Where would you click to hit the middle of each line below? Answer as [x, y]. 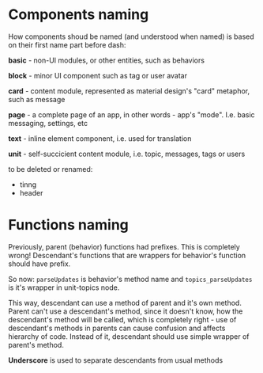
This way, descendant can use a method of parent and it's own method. [125, 303]
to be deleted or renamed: [51, 169]
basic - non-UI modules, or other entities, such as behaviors [107, 60]
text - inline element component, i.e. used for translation [100, 138]
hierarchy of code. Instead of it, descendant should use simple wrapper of [129, 336]
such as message [37, 99]
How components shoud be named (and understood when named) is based [131, 36]
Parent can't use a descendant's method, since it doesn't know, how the [126, 311]
